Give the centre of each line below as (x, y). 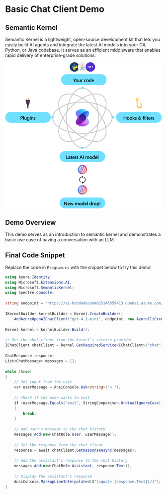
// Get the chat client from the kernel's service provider (69, 340)
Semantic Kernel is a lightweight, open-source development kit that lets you (83, 39)
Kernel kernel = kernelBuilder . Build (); (48, 329)
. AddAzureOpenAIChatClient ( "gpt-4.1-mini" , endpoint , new (73, 319)
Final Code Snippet (35, 255)
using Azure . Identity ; (29, 277)
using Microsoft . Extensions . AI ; (39, 282)
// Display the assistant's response (53, 477)
